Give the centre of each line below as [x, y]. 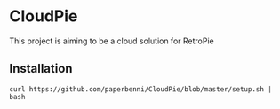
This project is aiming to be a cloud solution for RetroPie [112, 41]
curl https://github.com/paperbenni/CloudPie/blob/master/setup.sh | [141, 89]
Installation [41, 69]
